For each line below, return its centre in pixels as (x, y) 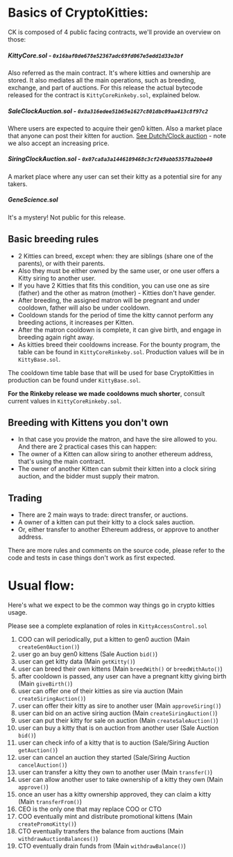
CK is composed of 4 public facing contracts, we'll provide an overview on (114, 32)
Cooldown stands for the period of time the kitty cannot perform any (115, 315)
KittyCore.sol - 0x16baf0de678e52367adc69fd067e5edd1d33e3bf (96, 55)
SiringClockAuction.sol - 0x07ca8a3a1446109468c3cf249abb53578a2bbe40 (110, 159)
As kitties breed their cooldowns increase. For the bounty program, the (119, 344)
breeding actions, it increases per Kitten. (76, 322)
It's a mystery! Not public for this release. (67, 217)
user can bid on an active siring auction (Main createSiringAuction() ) (118, 713)
